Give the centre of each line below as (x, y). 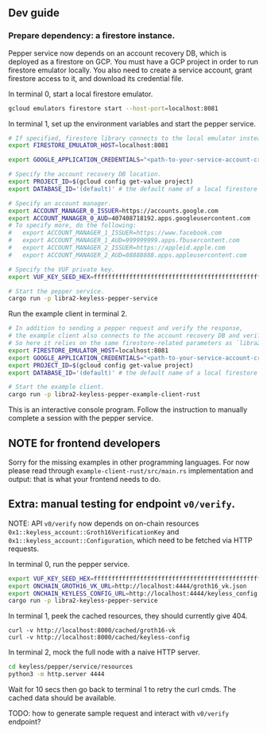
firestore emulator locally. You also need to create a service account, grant (130, 70)
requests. (24, 549)
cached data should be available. (62, 698)
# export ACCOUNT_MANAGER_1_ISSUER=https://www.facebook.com (115, 233)
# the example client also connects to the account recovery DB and (124, 336)
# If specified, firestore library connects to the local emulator (122, 138)
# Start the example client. (56, 387)
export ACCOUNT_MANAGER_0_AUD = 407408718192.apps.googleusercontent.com (129, 218)
